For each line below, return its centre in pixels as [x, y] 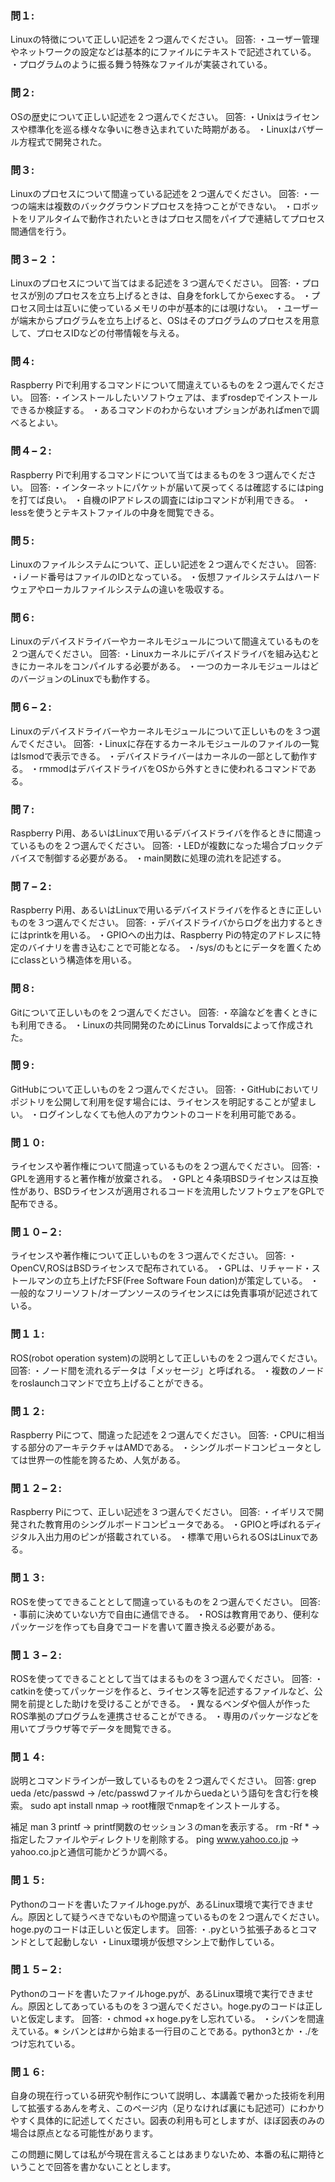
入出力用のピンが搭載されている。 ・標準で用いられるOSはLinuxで [173, 1537]
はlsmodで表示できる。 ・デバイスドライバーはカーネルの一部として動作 [159, 756]
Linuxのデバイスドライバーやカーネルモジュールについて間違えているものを [165, 641]
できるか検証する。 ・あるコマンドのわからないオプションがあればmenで [161, 410]
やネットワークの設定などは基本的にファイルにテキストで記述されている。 [163, 52]
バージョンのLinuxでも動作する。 [87, 679]
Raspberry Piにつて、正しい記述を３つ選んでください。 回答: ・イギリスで [163, 1512]
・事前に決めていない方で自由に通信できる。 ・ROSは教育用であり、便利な [165, 1614]
